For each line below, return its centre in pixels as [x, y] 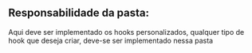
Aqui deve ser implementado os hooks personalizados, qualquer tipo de [126, 32]
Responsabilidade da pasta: [79, 13]
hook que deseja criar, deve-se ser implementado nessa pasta [111, 40]
